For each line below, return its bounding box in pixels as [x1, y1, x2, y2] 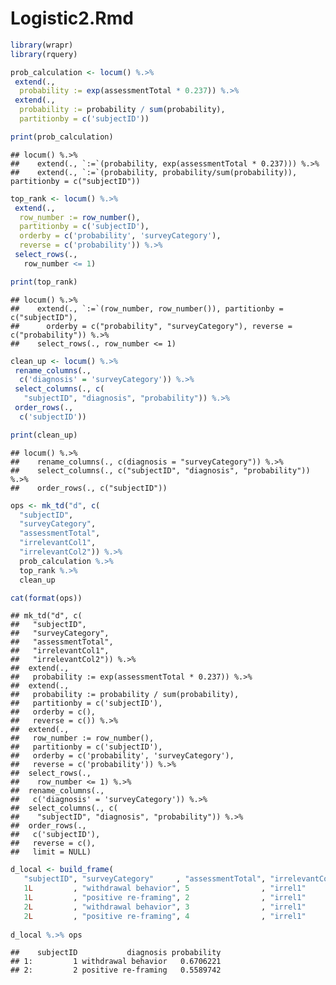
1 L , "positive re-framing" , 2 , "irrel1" [23, 893, 307, 903]
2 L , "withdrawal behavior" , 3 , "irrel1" [23, 902, 307, 912]
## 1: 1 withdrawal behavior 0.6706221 [10, 957, 222, 967]
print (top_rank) [10, 277, 78, 287]
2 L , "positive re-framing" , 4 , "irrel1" [23, 911, 307, 921]
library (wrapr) [10, 40, 74, 50]
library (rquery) [10, 49, 78, 59]
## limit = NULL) [10, 847, 92, 857]
